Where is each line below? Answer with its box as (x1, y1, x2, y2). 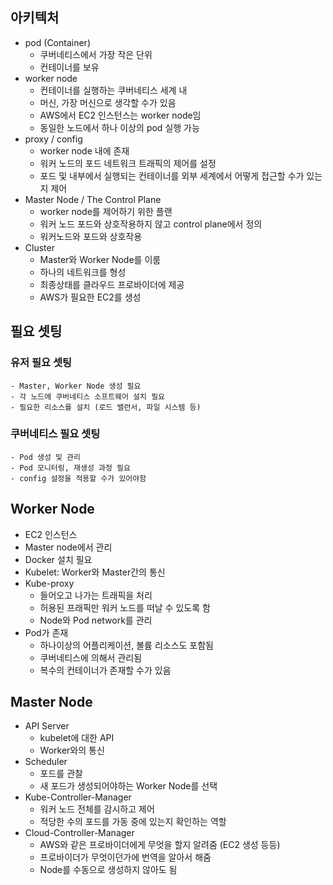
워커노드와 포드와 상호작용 (39, 230, 143, 242)
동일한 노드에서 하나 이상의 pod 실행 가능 (39, 121, 200, 133)
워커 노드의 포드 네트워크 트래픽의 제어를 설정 (39, 157, 217, 169)
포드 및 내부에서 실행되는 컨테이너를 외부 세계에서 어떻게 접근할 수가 (39, 169, 305, 182)
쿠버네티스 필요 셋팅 (10, 427, 101, 441)
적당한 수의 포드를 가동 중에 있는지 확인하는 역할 (39, 816, 227, 828)
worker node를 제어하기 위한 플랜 (39, 205, 173, 217)
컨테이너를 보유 (39, 61, 100, 73)
